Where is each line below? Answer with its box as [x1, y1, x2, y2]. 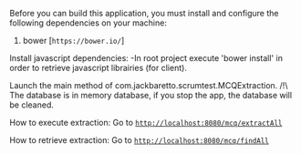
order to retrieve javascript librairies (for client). [9, 63, 187, 73]
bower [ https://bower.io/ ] [22, 36, 125, 46]
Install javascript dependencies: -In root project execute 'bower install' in [9, 53, 283, 63]
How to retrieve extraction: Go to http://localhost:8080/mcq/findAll [9, 135, 269, 145]
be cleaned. [9, 99, 55, 110]
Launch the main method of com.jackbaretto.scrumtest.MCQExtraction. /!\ [9, 80, 288, 90]
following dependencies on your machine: [9, 17, 167, 28]
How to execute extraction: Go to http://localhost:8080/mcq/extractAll [9, 118, 283, 128]
